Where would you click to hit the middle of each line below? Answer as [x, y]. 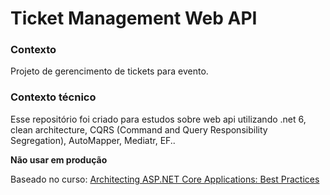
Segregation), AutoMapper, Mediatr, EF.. [93, 140]
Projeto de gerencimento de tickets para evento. [109, 71]
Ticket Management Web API [134, 18]
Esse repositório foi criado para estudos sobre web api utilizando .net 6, [158, 119]
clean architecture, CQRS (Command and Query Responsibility [139, 129]
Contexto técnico [53, 97]
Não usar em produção [59, 159]
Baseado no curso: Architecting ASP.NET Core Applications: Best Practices [165, 179]
